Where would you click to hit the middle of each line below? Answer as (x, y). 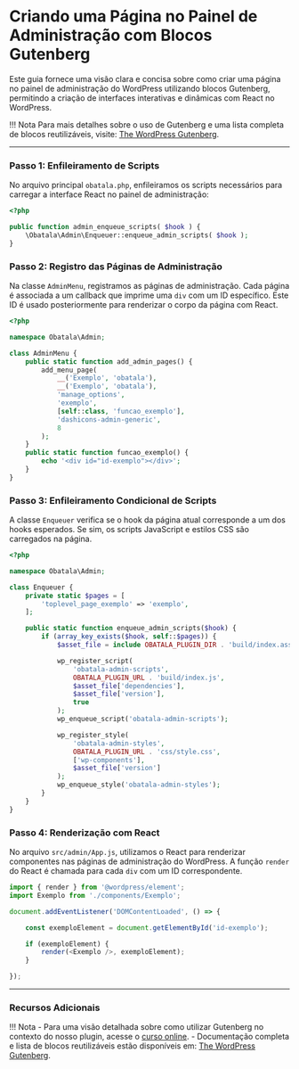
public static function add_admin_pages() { (109, 362)
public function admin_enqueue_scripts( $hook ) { (105, 227)
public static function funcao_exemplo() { (107, 453)
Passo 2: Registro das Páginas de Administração (116, 267)
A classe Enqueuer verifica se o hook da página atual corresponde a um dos (148, 520)
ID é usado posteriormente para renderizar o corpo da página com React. (144, 305)
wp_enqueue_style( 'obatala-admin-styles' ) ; (138, 785)
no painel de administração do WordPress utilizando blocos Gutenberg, (140, 88)
